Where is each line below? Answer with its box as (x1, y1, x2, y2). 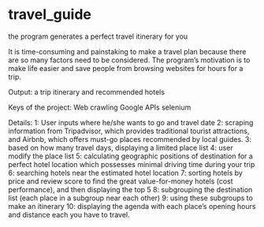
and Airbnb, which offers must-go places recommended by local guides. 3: (8, 134, 252, 143)
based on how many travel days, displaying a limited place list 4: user (8, 143, 234, 152)
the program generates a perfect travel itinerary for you (8, 32, 188, 41)
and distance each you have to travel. (8, 210, 130, 219)
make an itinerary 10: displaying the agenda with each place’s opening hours (8, 201, 256, 210)
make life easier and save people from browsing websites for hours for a (8, 63, 244, 73)
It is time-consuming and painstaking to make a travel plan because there (8, 47, 247, 56)
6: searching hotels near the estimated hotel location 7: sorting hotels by (8, 168, 243, 177)
